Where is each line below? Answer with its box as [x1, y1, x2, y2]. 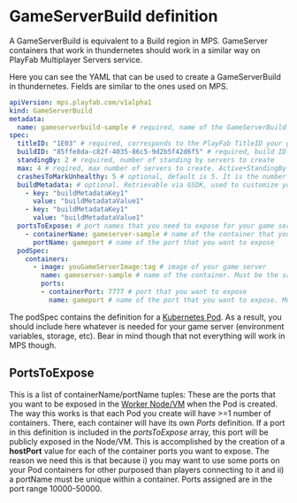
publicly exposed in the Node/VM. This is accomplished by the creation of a [9, 436, 286, 446]
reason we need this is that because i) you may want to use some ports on [9, 454, 280, 466]
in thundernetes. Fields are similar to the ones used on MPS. [9, 81, 229, 91]
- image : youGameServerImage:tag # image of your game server [32, 263, 267, 272]
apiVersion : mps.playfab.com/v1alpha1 [9, 97, 152, 107]
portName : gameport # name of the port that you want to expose [32, 237, 275, 247]
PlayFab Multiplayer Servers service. [9, 54, 143, 65]
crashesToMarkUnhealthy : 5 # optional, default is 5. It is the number [17, 172, 287, 181]
